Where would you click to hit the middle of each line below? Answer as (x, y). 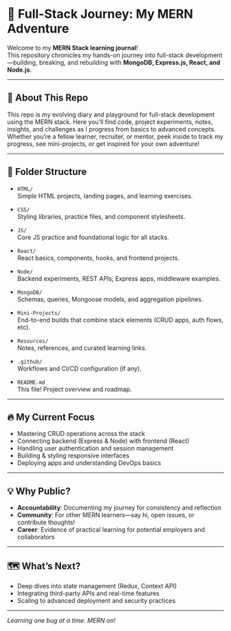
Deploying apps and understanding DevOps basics (89, 463)
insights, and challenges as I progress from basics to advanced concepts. (112, 129)
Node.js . (20, 70)
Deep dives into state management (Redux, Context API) (97, 586)
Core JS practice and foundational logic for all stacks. (93, 237)
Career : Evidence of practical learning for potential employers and (111, 530)
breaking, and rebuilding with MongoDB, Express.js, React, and (130, 62)
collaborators (36, 537)
